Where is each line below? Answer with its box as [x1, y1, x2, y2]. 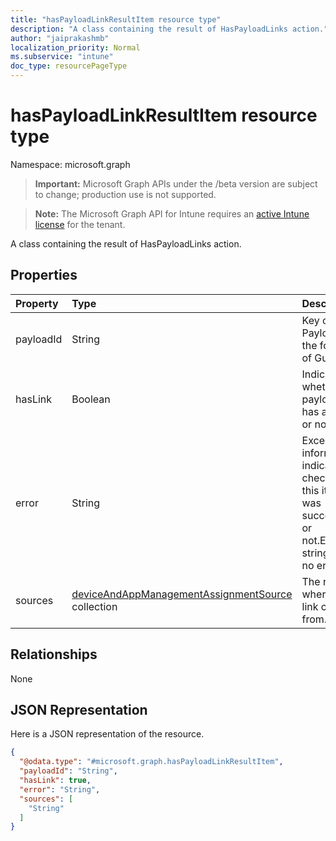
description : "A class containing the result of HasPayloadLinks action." [10, 24, 329, 34]
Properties [10, 267, 78, 284]
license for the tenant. [34, 218, 126, 230]
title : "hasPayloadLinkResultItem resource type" [10, 14, 222, 25]
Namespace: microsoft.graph [10, 158, 131, 170]
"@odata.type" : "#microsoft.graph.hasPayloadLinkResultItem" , [19, 757, 284, 767]
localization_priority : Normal [10, 42, 141, 53]
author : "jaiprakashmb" [10, 33, 110, 43]
